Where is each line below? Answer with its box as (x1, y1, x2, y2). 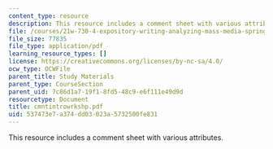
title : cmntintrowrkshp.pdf (8, 103, 104, 111)
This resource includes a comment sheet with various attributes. (8, 133, 223, 142)
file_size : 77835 (8, 34, 67, 43)
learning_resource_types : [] (8, 50, 107, 58)
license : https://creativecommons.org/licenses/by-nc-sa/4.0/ (8, 58, 223, 66)
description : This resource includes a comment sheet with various (8, 20, 242, 28)
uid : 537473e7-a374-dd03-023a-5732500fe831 (8, 111, 158, 119)
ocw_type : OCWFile (8, 65, 71, 73)
